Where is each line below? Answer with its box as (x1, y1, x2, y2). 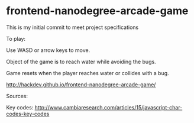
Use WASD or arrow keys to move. (6, 46, 90, 54)
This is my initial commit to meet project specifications (6, 24, 139, 31)
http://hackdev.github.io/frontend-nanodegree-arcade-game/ (6, 81, 156, 88)
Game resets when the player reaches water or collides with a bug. (6, 69, 170, 76)
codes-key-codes (6, 110, 50, 117)
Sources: (6, 92, 28, 99)
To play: (6, 35, 25, 42)
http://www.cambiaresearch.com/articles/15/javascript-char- (34, 103, 183, 111)
